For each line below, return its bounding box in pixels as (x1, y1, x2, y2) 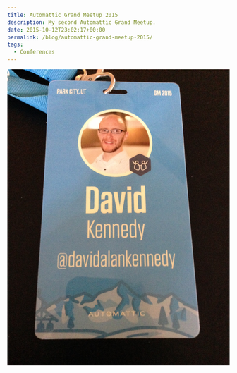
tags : (7, 41, 23, 49)
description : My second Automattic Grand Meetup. (7, 18, 157, 26)
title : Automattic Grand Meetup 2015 (7, 11, 119, 18)
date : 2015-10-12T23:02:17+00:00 (7, 26, 106, 33)
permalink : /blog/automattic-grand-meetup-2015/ (7, 34, 153, 41)
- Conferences (13, 49, 55, 56)
